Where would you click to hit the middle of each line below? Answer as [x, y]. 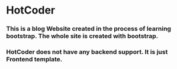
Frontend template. [34, 60]
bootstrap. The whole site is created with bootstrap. [82, 36]
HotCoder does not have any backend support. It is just [87, 52]
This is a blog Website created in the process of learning [89, 29]
